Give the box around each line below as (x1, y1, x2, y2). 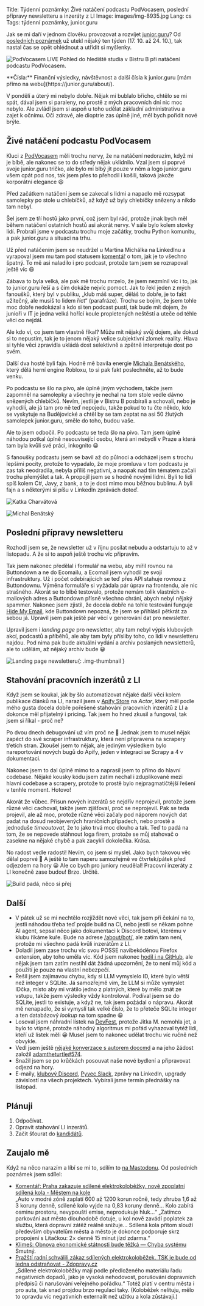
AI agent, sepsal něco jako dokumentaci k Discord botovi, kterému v (15, 927, 186, 935)
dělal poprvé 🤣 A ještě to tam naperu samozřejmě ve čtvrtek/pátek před (6, 855, 186, 863)
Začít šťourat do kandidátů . (15, 1130, 83, 1137)
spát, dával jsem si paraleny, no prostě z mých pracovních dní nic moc (6, 98, 183, 106)
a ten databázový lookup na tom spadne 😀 (15, 1012, 124, 1019)
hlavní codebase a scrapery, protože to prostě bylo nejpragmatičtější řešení (6, 780, 196, 787)
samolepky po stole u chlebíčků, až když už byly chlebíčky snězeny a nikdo (6, 196, 196, 204)
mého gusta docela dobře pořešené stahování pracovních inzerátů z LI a (6, 704, 188, 712)
